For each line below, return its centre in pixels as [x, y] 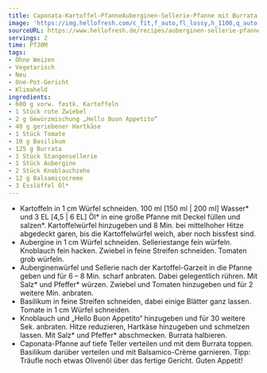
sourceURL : [26, 30]
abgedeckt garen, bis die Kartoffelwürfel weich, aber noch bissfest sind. [138, 233]
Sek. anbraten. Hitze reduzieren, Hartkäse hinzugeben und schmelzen [135, 326]
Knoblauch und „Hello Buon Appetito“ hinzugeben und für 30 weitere [133, 318]
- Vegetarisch [32, 68]
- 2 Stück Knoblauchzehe [49, 171]
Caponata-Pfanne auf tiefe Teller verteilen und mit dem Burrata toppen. [136, 344]
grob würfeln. [42, 258]
